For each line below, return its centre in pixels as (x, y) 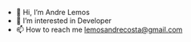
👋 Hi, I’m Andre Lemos (53, 12)
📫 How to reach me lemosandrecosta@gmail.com (99, 29)
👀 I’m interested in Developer (64, 21)
